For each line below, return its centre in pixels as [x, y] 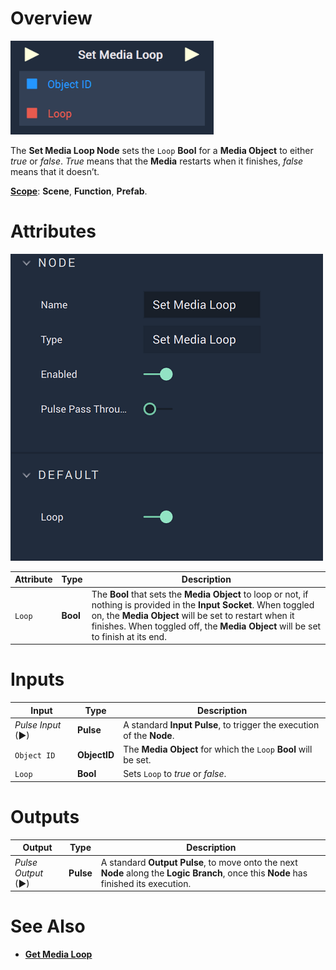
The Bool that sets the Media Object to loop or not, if [200, 594]
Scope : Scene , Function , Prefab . [79, 191]
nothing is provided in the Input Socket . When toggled [203, 604]
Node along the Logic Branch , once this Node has [204, 873]
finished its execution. [146, 883]
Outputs [45, 817]
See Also [48, 926]
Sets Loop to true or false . [175, 774]
